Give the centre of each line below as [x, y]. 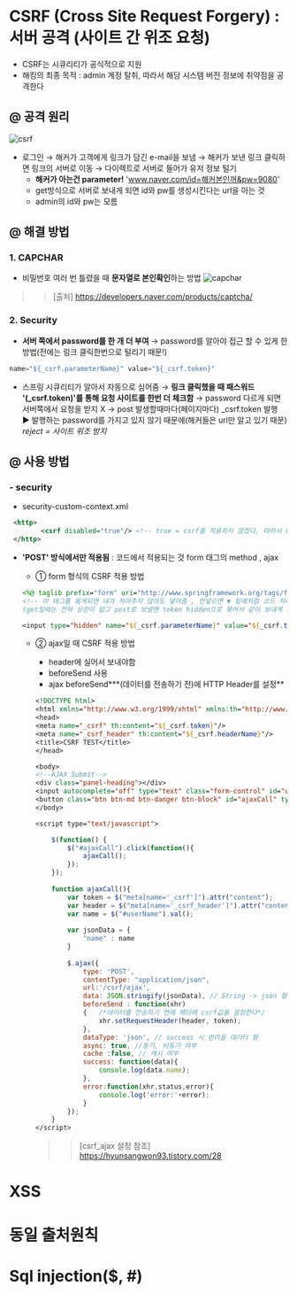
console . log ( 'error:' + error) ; [154, 1095]
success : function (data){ [130, 1062]
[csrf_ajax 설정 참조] [115, 1146]
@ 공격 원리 [39, 117]
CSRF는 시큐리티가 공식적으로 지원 [82, 64]
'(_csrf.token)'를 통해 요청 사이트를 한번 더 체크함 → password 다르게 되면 [151, 398]
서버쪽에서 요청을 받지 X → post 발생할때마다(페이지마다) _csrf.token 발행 [150, 408]
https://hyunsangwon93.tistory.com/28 [151, 1156]
